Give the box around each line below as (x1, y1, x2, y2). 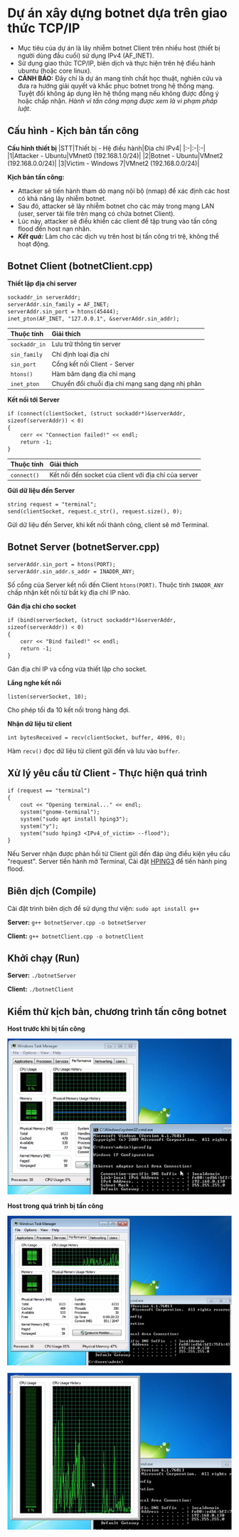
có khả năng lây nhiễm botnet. (17, 194, 107, 202)
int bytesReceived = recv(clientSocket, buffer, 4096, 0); (7, 734, 186, 741)
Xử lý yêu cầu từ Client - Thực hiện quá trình (7, 767, 208, 779)
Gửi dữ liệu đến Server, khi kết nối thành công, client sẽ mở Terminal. (7, 521, 209, 529)
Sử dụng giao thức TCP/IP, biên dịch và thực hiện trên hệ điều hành (17, 58, 216, 67)
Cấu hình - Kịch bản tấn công (7, 125, 139, 137)
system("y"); (20, 823, 59, 830)
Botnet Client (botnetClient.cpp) (7, 260, 153, 272)
